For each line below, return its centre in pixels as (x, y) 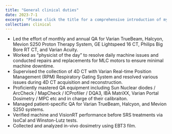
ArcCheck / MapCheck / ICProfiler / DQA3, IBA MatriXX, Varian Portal (85, 93)
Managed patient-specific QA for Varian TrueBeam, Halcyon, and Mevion (90, 104)
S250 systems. (28, 109)
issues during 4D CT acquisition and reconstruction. (68, 82)
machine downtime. (34, 66)
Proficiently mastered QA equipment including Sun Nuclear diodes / (84, 88)
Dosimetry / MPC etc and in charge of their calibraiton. (70, 99)
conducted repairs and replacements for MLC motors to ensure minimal (88, 61)
